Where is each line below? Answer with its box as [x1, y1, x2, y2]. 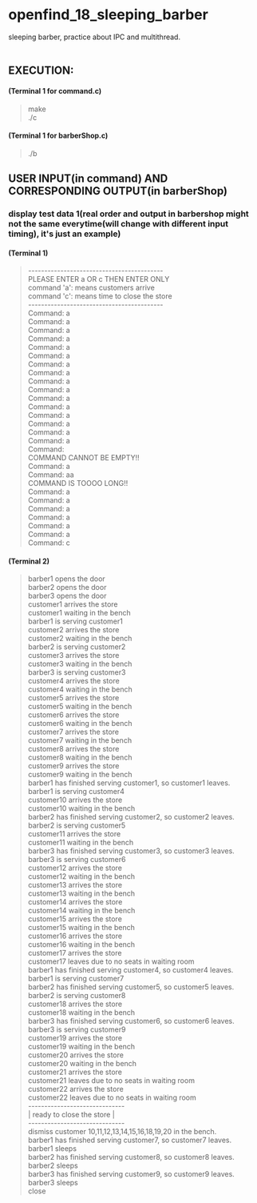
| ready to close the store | [27, 1110, 116, 1120]
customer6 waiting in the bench [27, 719, 132, 728]
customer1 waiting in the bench [27, 608, 131, 618]
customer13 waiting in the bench [27, 888, 136, 898]
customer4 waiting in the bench [27, 684, 133, 694]
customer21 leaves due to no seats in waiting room [27, 1076, 196, 1085]
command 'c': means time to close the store [27, 291, 173, 301]
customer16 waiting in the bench [27, 940, 136, 949]
